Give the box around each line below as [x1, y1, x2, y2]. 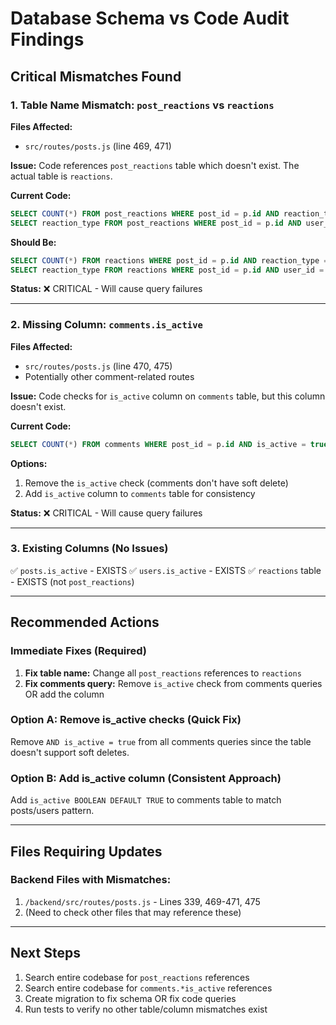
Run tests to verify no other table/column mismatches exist [24, 1003, 268, 1015]
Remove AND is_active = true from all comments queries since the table [10, 735, 312, 747]
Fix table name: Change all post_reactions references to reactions [24, 667, 302, 679]
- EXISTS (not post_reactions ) [10, 575, 135, 587]
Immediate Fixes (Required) [10, 644, 148, 658]
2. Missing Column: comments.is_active [10, 318, 203, 332]
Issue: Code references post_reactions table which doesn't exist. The [10, 159, 300, 171]
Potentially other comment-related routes [24, 370, 195, 382]
